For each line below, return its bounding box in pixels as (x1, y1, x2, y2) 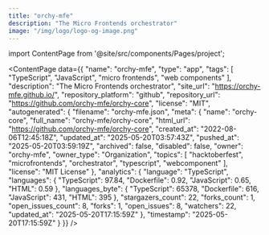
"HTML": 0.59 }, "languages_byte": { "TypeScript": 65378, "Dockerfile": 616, (8, 184, 259, 194)
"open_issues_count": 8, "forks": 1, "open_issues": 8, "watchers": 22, (8, 201, 237, 211)
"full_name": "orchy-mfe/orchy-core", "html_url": (29, 116, 191, 126)
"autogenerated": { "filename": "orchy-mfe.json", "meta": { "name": (8, 107, 230, 117)
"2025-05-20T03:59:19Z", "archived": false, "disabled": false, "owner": (8, 142, 243, 151)
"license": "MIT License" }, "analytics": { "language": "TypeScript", (8, 167, 229, 177)
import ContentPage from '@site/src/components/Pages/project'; (8, 49, 225, 59)
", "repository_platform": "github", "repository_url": (54, 90, 221, 100)
